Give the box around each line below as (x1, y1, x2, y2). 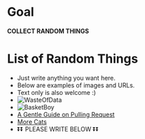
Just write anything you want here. (16, 74, 115, 82)
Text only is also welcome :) (16, 88, 96, 96)
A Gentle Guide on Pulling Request (16, 110, 115, 118)
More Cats (16, 118, 47, 126)
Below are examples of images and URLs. (16, 81, 135, 89)
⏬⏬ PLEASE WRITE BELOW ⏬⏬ (16, 125, 100, 133)
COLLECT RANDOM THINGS (7, 27, 89, 35)
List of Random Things (7, 51, 139, 67)
